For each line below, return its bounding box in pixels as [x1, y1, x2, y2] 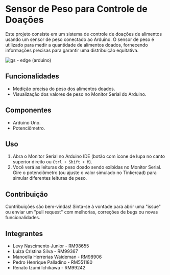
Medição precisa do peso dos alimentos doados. [12, 86, 115, 92]
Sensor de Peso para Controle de [5, 3, 148, 15]
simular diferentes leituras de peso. [12, 175, 87, 181]
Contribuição [5, 190, 48, 199]
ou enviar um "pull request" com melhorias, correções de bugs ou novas [5, 209, 158, 215]
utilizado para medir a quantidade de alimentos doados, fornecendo [5, 41, 148, 48]
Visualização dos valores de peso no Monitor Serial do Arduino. [12, 91, 147, 97]
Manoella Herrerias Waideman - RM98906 [12, 254, 102, 260]
